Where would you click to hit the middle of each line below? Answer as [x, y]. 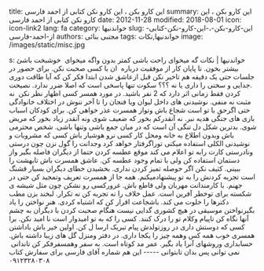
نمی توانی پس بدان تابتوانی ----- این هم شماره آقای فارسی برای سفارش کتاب [125, 252]
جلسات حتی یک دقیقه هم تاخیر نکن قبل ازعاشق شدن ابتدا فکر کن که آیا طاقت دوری [132, 77]
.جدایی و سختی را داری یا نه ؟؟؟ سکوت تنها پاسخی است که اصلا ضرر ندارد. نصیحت [130, 85]
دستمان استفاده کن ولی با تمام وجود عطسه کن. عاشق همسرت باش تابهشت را [125, 160]
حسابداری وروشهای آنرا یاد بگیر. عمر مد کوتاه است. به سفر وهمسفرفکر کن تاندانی [132, 244]
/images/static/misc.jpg [47, 45]
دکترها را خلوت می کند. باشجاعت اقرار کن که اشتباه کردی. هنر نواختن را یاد [119, 202]
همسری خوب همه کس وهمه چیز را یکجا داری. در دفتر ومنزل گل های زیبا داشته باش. [132, 235]
